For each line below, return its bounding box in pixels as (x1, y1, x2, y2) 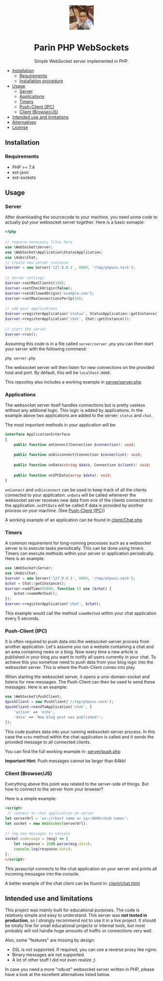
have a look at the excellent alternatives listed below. (5, 972, 111, 978)
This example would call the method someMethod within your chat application (5, 611, 157, 616)
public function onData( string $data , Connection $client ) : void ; (14, 463, 151, 468)
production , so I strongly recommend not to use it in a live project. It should (5, 917, 156, 924)
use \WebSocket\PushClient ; (5, 694, 62, 699)
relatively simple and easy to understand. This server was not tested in (5, 912, 147, 918)
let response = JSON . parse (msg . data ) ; (14, 841, 92, 846)
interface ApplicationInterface (5, 432, 70, 437)
